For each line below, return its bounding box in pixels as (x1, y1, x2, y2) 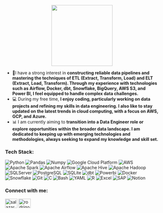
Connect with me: (5, 187, 48, 194)
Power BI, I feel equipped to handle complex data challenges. (12, 91, 139, 97)
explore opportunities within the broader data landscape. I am (12, 126, 141, 132)
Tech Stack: (5, 148, 34, 155)
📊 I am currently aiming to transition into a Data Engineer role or (12, 119, 144, 125)
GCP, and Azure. (12, 114, 47, 119)
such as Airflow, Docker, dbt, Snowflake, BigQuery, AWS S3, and (12, 85, 146, 91)
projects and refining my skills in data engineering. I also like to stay (12, 103, 153, 109)
